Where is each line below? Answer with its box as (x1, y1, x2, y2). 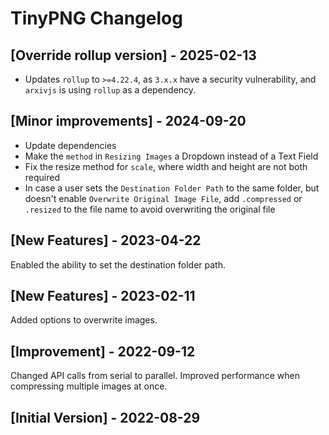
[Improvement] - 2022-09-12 (10, 343, 196, 360)
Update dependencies (24, 139, 117, 151)
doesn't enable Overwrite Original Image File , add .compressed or (24, 192, 303, 204)
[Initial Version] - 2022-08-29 (10, 409, 201, 426)
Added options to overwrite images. (10, 314, 158, 326)
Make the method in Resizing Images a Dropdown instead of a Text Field (24, 150, 319, 162)
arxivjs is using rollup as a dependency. (24, 84, 197, 96)
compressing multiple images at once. (10, 380, 168, 392)
